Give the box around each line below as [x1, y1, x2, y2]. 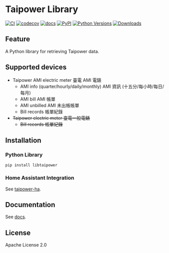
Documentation [5, 200, 56, 209]
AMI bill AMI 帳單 [20, 96, 56, 102]
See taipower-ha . [5, 186, 41, 192]
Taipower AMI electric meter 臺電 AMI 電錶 [12, 77, 102, 83]
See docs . [5, 214, 26, 220]
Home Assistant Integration [5, 174, 74, 181]
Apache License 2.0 [5, 242, 47, 248]
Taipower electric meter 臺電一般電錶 [12, 115, 90, 121]
